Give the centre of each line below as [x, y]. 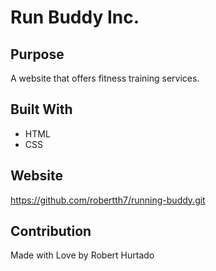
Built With [41, 109]
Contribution [51, 231]
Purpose [37, 54]
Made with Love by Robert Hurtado [82, 255]
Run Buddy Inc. [75, 17]
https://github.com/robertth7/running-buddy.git [108, 200]
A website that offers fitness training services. [105, 78]
